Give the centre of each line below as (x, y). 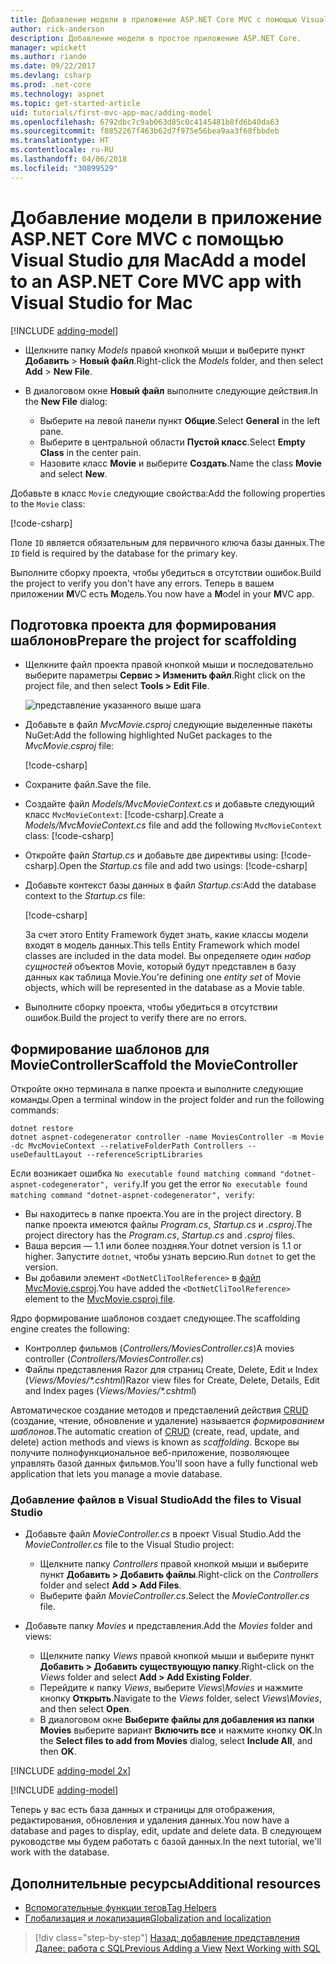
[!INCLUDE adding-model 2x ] (71, 1771)
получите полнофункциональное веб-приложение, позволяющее (150, 1453)
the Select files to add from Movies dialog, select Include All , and (176, 1741)
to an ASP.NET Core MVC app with (156, 281)
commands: (35, 1110)
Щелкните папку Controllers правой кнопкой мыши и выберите (174, 1564)
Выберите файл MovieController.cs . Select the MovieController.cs (174, 1596)
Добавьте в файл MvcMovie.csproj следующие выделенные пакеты (168, 725)
